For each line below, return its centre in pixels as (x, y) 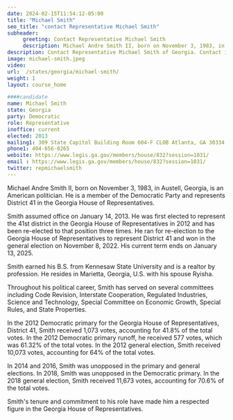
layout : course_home (37, 85)
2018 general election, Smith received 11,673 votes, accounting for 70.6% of (115, 380)
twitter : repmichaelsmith (44, 168)
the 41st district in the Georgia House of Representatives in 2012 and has (111, 224)
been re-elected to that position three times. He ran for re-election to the (111, 230)
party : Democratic (34, 117)
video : (17, 65)
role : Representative (38, 123)
